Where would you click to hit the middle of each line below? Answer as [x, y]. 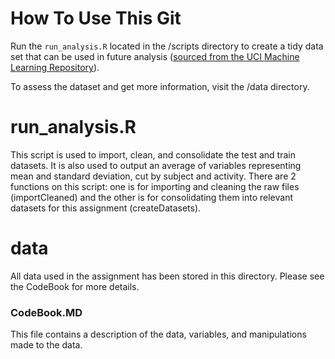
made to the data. [46, 345]
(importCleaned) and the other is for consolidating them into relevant [152, 197]
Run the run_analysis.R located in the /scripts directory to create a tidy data [167, 46]
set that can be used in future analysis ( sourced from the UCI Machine [155, 56]
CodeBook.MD [46, 312]
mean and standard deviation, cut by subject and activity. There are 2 [153, 176]
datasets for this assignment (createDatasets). [106, 208]
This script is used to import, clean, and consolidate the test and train [153, 154]
